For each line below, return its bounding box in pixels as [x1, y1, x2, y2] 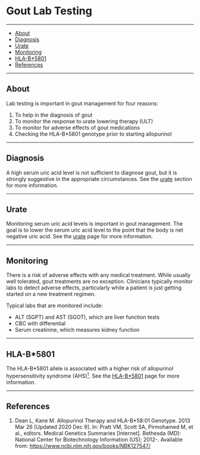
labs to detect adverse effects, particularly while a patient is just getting [6, 284, 182, 291]
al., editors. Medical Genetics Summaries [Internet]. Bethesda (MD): [14, 430, 182, 437]
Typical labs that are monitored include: [6, 302, 103, 309]
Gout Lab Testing [6, 4, 92, 18]
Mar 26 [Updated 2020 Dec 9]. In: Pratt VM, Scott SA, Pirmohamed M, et [14, 423, 193, 431]
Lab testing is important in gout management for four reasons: [6, 99, 159, 107]
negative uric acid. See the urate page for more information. [6, 233, 154, 240]
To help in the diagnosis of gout [14, 111, 93, 119]
